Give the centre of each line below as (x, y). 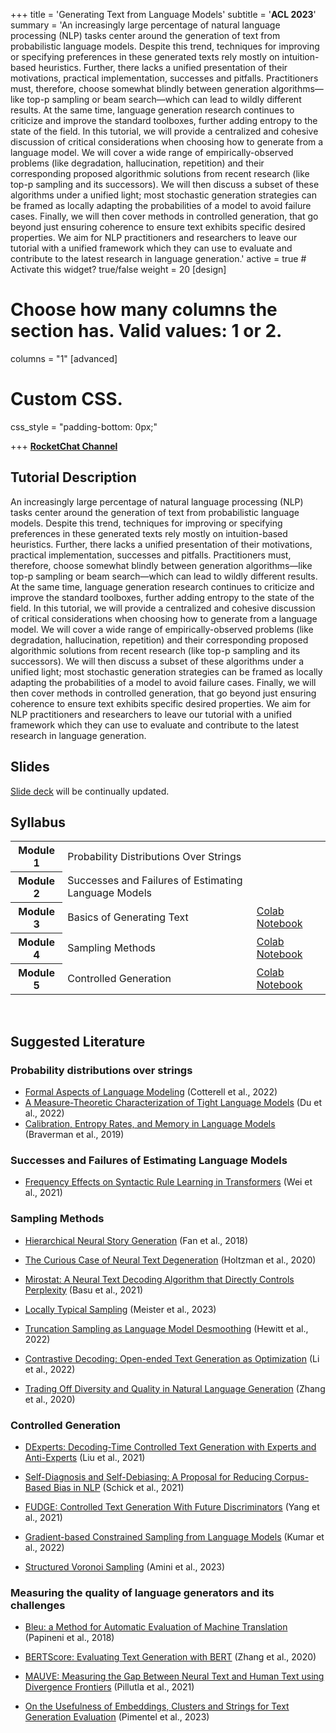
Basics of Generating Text (128, 917)
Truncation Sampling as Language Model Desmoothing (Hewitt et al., (166, 1328)
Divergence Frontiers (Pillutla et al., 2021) (109, 1687)
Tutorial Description (73, 477)
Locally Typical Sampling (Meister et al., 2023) (120, 1309)
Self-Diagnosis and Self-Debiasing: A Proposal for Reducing (148, 1476)
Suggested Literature (78, 1041)
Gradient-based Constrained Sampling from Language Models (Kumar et (174, 1536)
